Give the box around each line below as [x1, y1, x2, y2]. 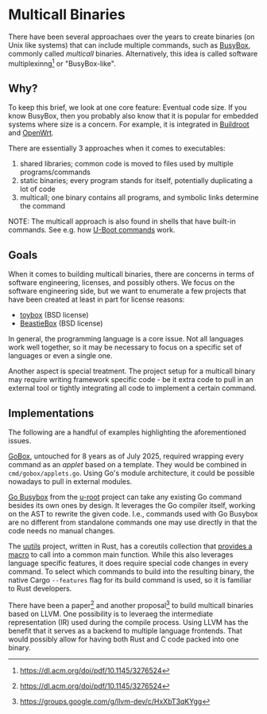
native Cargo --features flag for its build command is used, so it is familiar [8, 575, 252, 585]
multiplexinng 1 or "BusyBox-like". [8, 57, 117, 68]
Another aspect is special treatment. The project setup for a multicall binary [8, 366, 256, 376]
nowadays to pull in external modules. [8, 477, 133, 486]
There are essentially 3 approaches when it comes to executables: [8, 143, 226, 153]
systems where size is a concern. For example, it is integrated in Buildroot [8, 119, 250, 129]
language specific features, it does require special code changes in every [8, 559, 249, 568]
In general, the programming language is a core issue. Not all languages [8, 334, 244, 344]
